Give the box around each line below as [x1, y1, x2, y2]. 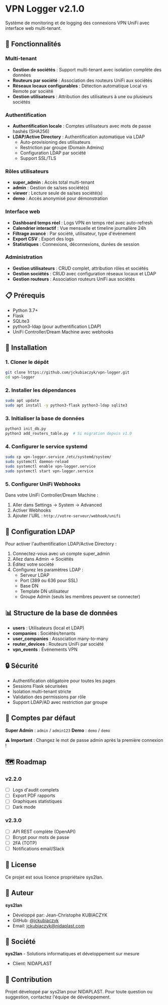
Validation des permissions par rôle [12, 694, 86, 700]
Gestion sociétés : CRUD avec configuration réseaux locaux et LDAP [12, 270, 156, 276]
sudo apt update [5, 398, 39, 403]
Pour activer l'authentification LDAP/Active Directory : [5, 541, 117, 547]
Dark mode [12, 804, 36, 810]
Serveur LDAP [20, 572, 49, 578]
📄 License [5, 861, 37, 869]
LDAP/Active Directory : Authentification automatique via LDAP [12, 134, 145, 140]
